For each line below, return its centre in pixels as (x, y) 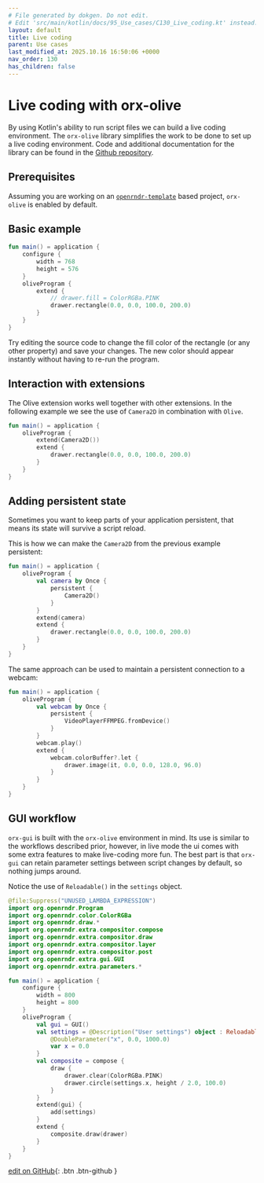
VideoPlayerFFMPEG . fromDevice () (117, 721)
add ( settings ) (73, 1112)
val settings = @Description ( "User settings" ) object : (130, 1032)
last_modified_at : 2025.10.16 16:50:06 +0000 (84, 52)
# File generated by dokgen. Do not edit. (79, 15)
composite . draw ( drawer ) (89, 1134)
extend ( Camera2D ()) (68, 440)
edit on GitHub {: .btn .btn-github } (63, 1171)
